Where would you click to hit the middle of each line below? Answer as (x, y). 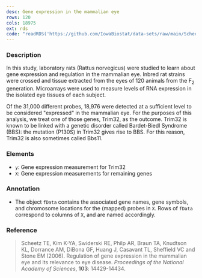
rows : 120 (19, 17)
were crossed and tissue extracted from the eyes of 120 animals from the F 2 (100, 81)
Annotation (23, 189)
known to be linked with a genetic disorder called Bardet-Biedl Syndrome (97, 126)
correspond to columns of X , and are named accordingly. (85, 214)
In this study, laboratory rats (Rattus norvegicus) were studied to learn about (101, 68)
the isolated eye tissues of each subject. (56, 95)
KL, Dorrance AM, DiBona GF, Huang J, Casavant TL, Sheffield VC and (108, 250)
